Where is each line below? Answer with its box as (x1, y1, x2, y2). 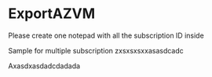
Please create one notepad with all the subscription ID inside (8, 31, 204, 40)
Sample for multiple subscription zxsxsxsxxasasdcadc (8, 46, 185, 55)
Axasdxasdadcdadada (8, 60, 81, 71)
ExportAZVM (8, 5, 96, 23)
